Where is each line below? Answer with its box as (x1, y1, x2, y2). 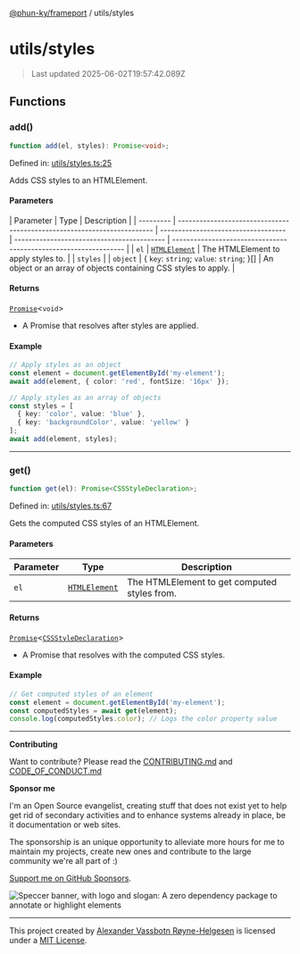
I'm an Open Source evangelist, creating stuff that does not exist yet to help (9, 800, 287, 811)
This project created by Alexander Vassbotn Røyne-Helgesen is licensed (9, 925, 276, 936)
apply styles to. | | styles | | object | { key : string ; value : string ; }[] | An (9, 253, 274, 264)
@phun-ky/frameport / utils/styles (9, 8, 135, 18)
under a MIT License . (9, 935, 87, 946)
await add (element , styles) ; (9, 435, 118, 444)
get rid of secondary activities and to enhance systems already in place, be (9, 810, 286, 821)
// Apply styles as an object (9, 361, 122, 370)
